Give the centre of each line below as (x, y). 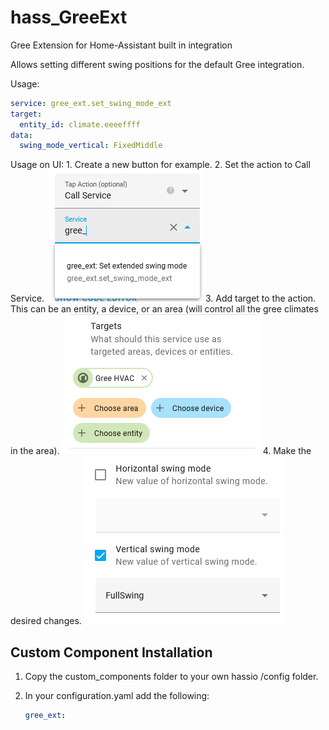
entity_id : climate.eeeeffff (80, 124)
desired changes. (46, 621)
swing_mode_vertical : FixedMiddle (91, 146)
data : (21, 135)
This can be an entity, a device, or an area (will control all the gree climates (164, 309)
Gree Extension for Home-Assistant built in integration (121, 45)
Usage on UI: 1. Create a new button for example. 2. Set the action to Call (160, 165)
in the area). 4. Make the (161, 451)
